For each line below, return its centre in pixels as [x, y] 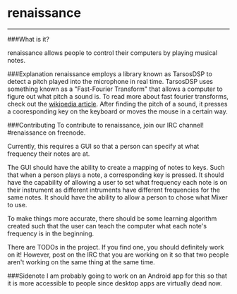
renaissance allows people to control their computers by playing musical [113, 53]
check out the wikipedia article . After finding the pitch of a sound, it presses [117, 104]
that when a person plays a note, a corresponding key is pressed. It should [116, 175]
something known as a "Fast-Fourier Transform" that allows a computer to [115, 89]
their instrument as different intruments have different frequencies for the [114, 190]
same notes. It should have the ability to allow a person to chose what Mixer [117, 197]
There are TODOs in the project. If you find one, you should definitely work [116, 247]
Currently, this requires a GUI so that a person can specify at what [103, 146]
